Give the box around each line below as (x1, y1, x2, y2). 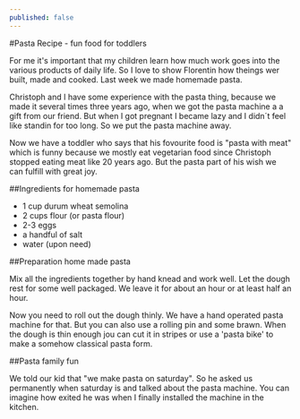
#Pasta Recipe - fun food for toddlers (9, 38, 148, 48)
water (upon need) (21, 238, 91, 249)
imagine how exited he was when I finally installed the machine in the (9, 391, 264, 403)
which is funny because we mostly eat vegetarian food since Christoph (9, 147, 271, 158)
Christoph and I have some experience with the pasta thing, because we (9, 91, 276, 102)
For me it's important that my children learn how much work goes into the (9, 55, 280, 65)
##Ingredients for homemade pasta (9, 183, 141, 193)
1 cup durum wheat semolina (21, 201, 129, 211)
